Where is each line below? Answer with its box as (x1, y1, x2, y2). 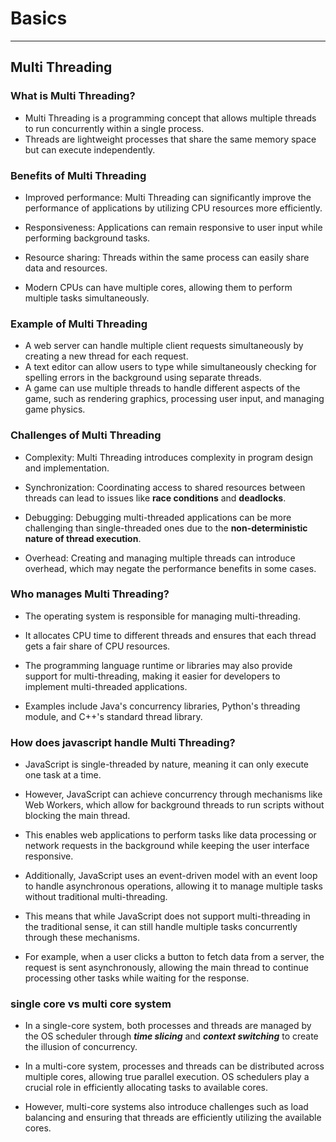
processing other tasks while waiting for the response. (24, 972, 250, 984)
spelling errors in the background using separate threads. (24, 372, 262, 384)
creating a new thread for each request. (24, 350, 189, 362)
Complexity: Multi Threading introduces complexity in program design (24, 451, 313, 463)
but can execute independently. (24, 143, 156, 156)
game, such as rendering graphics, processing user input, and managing (24, 393, 325, 405)
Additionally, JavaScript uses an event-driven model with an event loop (24, 870, 318, 882)
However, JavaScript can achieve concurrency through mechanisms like (24, 788, 323, 801)
